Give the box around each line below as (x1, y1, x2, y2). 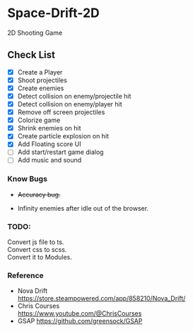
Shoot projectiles (17, 76, 67, 84)
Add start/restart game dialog (17, 148, 104, 157)
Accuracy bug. (17, 190, 61, 199)
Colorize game (17, 116, 61, 125)
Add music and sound (17, 156, 82, 165)
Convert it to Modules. (7, 253, 73, 262)
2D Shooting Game (7, 28, 63, 37)
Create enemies (17, 84, 64, 92)
